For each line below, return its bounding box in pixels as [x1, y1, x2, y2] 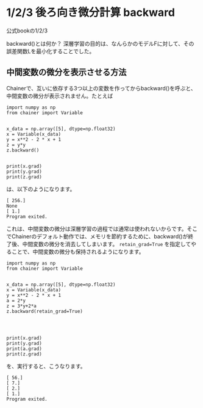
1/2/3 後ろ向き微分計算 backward [6, 5, 176, 20]
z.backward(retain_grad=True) [6, 308, 84, 315]
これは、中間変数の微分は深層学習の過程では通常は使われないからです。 [6, 225, 187, 232]
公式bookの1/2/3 [6, 27, 48, 34]
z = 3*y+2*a [6, 303, 37, 309]
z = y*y [6, 142, 26, 148]
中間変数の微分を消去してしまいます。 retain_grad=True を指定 [22, 240, 181, 247]
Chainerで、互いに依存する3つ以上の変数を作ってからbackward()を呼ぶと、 [6, 84, 196, 92]
